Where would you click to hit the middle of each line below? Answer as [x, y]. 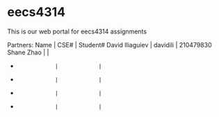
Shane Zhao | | [29, 52]
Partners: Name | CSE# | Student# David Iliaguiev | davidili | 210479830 [109, 45]
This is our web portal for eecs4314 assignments [77, 31]
